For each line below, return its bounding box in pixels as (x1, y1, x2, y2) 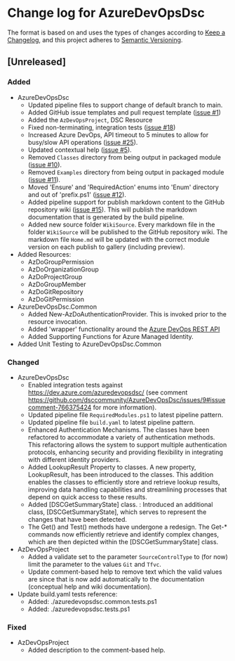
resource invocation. (27, 317, 88, 326)
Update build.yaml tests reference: (17, 589, 118, 598)
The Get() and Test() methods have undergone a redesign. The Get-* (27, 522, 228, 531)
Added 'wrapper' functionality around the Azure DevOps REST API (27, 325, 220, 333)
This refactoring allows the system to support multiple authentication (27, 440, 227, 449)
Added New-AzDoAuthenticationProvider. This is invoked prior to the (27, 309, 227, 318)
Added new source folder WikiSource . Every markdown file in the (27, 220, 215, 229)
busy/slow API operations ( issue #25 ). (27, 138, 138, 146)
